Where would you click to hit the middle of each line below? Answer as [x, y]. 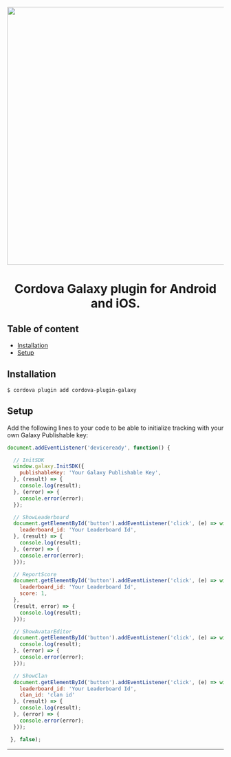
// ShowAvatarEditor [43, 632]
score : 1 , [34, 594]
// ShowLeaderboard [41, 517]
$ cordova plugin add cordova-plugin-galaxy [72, 390]
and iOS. [115, 304]
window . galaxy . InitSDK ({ [49, 467]
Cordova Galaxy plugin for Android [115, 289]
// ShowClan [31, 676]
